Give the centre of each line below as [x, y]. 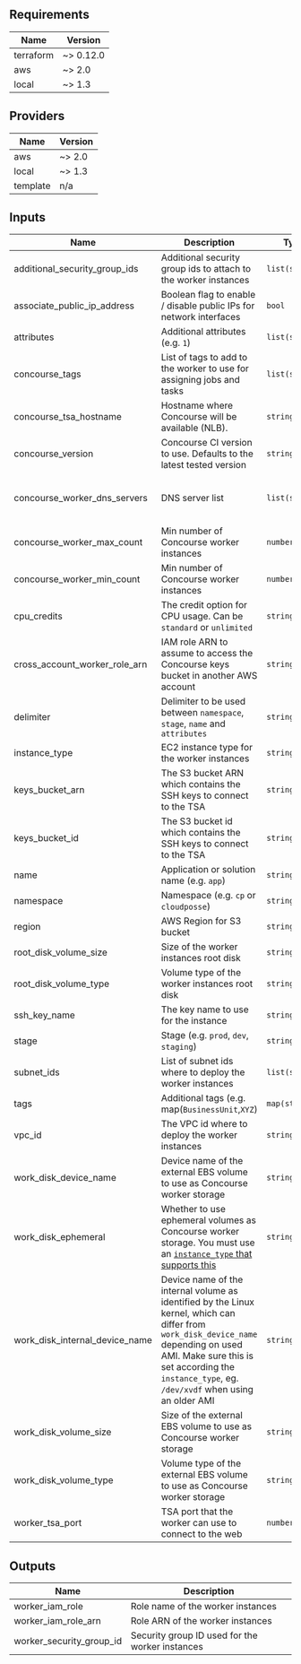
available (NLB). [194, 428]
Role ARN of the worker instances [201, 1621]
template [32, 186]
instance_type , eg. [200, 1378]
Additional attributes [203, 332]
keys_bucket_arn [49, 790]
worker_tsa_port [48, 1523]
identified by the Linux [208, 1302]
